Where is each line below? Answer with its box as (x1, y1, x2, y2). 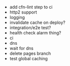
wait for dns (9, 46, 34, 51)
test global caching (9, 56, 48, 61)
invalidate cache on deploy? (9, 19, 66, 25)
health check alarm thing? (9, 30, 61, 35)
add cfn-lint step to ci (9, 4, 53, 10)
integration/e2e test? (9, 25, 51, 31)
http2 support (9, 9, 37, 15)
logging (9, 15, 25, 20)
